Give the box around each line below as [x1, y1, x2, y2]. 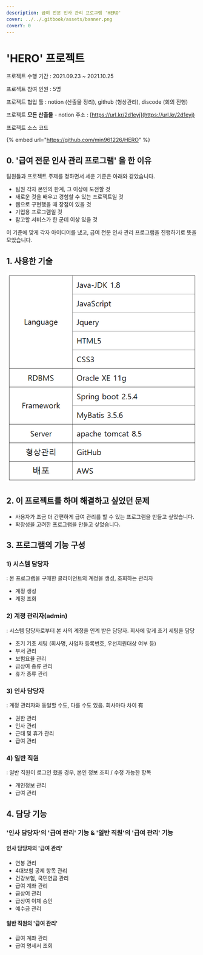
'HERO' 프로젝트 [6, 52, 85, 65]
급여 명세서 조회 [15, 942, 53, 950]
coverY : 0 [6, 22, 32, 29]
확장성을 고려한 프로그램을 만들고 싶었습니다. [15, 521, 121, 528]
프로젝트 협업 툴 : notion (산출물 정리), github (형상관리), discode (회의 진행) [6, 98, 188, 106]
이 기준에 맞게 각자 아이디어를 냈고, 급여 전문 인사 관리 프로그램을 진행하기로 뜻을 [6, 229, 197, 236]
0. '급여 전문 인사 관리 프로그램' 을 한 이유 [6, 155, 152, 166]
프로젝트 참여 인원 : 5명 [6, 86, 62, 93]
